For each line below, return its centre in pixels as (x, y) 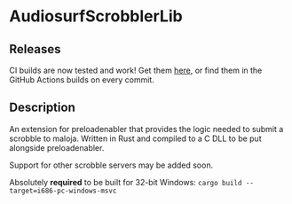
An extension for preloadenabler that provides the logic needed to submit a (146, 129)
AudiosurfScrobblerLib (96, 16)
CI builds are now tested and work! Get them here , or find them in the (136, 70)
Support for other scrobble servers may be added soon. (111, 165)
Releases (35, 49)
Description (42, 108)
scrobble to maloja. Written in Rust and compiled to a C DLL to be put (135, 138)
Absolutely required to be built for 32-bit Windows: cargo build (126, 182)
